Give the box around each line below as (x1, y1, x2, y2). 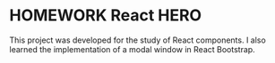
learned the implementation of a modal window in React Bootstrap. (9, 43, 255, 54)
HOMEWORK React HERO (9, 5, 202, 26)
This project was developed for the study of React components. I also (9, 35, 266, 45)
